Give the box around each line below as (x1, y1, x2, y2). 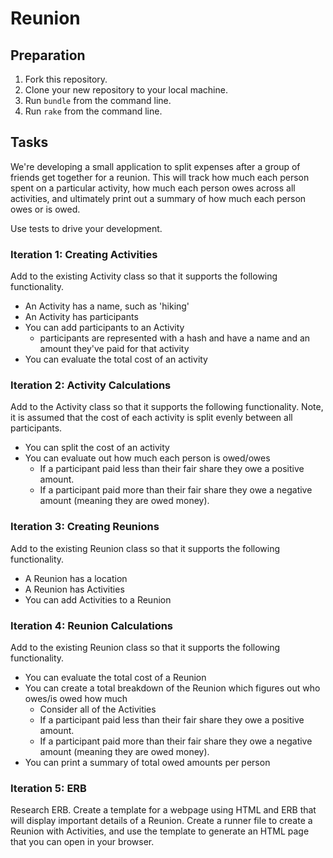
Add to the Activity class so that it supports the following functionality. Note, (10, 401, 324, 413)
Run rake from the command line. (24, 105, 163, 117)
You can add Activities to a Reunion (24, 593, 172, 606)
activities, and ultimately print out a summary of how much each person (10, 192, 307, 204)
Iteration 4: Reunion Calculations (10, 618, 174, 632)
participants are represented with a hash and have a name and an (39, 332, 311, 344)
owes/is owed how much (24, 693, 128, 704)
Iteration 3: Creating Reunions (10, 520, 160, 534)
